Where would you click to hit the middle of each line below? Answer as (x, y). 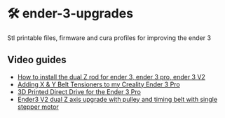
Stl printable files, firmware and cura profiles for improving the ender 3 (109, 38)
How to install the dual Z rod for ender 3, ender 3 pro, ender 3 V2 (111, 77)
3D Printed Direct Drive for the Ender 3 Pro (79, 91)
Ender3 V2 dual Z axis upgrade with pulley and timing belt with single (117, 99)
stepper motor (38, 107)
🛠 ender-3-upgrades (70, 14)
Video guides (37, 60)
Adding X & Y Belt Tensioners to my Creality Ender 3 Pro (98, 84)
